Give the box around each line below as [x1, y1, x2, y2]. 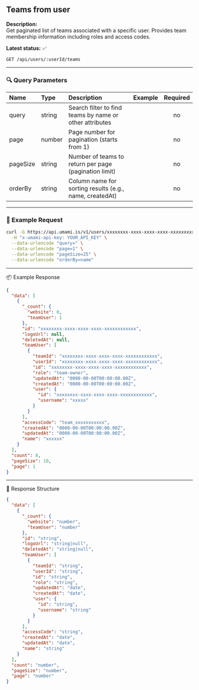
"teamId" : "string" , [32, 563, 84, 568]
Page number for [68, 128, 115, 136]
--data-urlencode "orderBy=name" [11, 257, 94, 263]
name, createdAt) [68, 192, 117, 200]
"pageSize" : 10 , [11, 458, 52, 464]
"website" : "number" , [27, 519, 81, 525]
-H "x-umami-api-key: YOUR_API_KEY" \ [11, 235, 108, 241]
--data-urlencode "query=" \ [11, 240, 84, 247]
